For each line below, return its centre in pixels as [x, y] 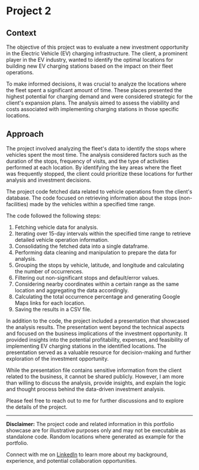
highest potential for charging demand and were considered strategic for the [99, 97]
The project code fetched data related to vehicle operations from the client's [99, 191]
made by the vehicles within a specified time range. [92, 204]
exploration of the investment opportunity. [57, 358]
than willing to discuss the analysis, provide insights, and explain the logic [96, 383]
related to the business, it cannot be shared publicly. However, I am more [95, 376]
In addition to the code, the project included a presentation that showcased [98, 321]
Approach [25, 134]
